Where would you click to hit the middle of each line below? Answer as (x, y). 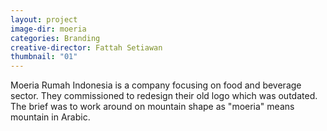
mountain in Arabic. (50, 117)
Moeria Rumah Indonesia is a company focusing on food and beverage (156, 85)
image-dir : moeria (48, 29)
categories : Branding (55, 38)
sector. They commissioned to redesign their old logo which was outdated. (164, 96)
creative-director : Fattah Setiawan (86, 47)
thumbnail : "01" (44, 57)
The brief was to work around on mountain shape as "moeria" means (152, 107)
